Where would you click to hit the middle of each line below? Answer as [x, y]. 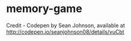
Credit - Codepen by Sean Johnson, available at [65, 25]
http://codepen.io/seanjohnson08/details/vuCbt [65, 31]
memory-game [44, 9]
